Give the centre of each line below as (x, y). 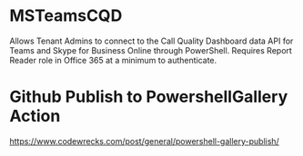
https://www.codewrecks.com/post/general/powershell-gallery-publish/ (144, 141)
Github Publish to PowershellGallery (149, 97)
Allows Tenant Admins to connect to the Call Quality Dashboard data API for (151, 41)
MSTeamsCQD (66, 16)
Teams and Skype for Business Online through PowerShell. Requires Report (151, 50)
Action (35, 117)
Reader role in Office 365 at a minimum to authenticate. (113, 60)
